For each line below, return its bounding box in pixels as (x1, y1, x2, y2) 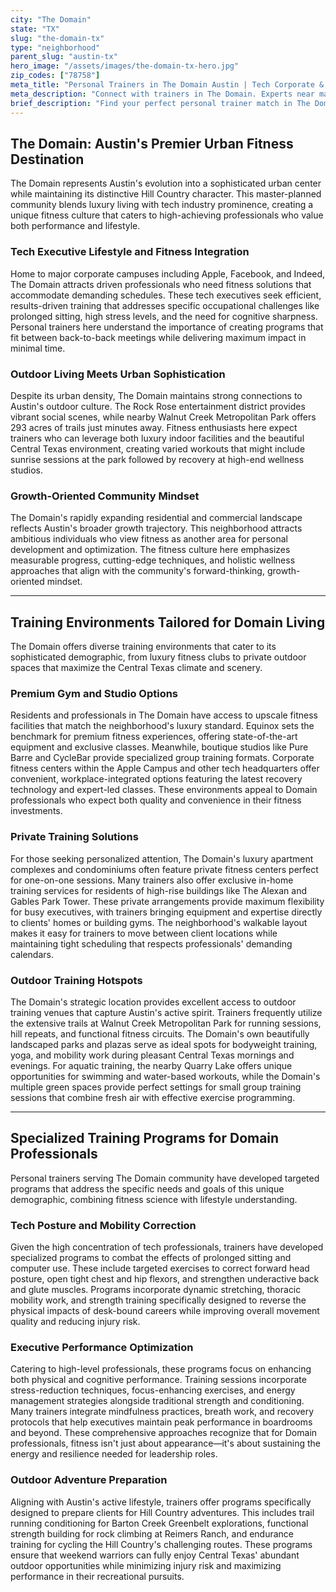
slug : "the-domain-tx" (10, 33, 105, 43)
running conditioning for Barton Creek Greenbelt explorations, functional (10, 1517, 309, 1529)
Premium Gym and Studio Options (10, 686, 179, 700)
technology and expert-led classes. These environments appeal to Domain (10, 784, 318, 796)
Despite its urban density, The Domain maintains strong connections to (10, 389, 303, 401)
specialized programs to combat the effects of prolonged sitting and (10, 1252, 292, 1264)
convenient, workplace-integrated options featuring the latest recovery (10, 773, 303, 785)
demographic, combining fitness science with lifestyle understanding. (10, 1193, 298, 1205)
